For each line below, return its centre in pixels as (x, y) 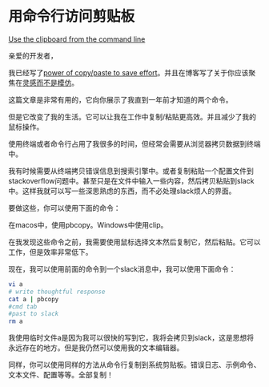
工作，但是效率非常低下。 (50, 252)
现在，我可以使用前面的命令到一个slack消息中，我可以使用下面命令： (122, 268)
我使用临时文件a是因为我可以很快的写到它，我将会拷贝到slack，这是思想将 (131, 338)
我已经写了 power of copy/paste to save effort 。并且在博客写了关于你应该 (128, 72)
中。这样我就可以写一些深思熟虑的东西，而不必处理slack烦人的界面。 (122, 191)
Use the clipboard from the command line (77, 39)
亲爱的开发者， (33, 55)
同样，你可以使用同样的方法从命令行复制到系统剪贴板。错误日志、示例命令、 (134, 365)
